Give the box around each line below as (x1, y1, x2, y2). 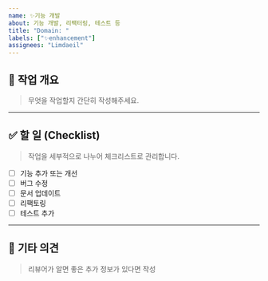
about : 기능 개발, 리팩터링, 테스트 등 (8, 19, 121, 27)
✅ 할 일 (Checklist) (8, 129, 100, 142)
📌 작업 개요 (8, 73, 60, 86)
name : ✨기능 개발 (8, 11, 61, 20)
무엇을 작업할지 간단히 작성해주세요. (27, 95, 140, 105)
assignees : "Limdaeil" (8, 42, 84, 49)
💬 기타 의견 (8, 241, 60, 255)
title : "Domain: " (8, 26, 69, 34)
